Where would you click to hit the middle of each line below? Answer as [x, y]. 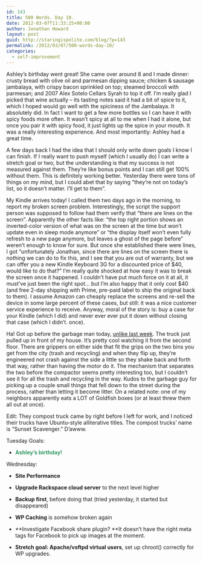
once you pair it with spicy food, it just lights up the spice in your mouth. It [98, 125]
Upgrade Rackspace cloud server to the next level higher [87, 487]
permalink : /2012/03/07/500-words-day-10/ [60, 46]
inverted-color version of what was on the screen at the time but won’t [94, 226]
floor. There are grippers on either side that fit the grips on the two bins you [100, 346]
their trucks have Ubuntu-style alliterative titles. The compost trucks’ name [99, 422]
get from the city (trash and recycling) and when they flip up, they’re [91, 353]
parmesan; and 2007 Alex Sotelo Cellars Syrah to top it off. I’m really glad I [99, 93]
